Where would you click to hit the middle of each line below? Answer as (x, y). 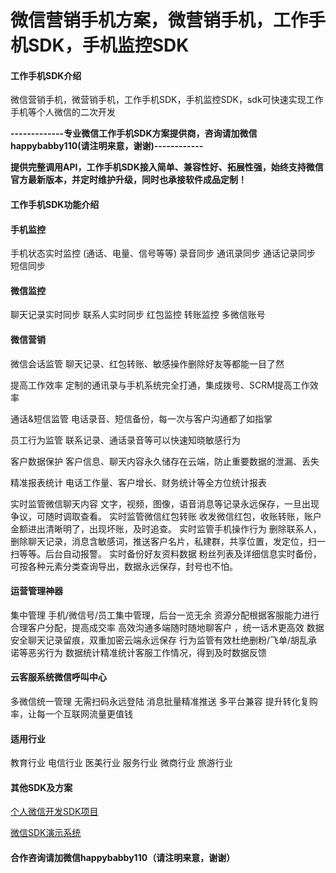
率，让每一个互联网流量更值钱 (71, 714)
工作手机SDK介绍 (46, 75)
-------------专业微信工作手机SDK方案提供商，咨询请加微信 (134, 133)
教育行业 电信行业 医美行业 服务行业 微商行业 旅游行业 (121, 763)
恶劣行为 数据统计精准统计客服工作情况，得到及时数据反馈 (147, 652)
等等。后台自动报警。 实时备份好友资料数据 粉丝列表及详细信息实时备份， (170, 553)
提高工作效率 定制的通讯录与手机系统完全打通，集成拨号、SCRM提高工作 (160, 385)
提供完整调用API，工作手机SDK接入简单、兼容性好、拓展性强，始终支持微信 (167, 167)
